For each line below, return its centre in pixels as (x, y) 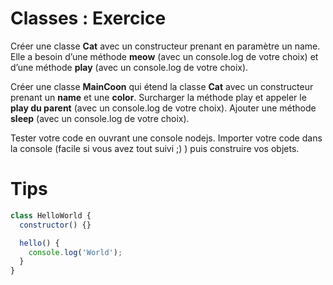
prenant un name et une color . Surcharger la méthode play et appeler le (158, 97)
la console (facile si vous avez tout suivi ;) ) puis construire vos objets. (155, 148)
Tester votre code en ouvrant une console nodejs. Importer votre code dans (166, 138)
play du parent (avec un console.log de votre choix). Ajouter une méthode (163, 108)
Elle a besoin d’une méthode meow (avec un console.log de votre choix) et (164, 56)
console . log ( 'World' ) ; (75, 252)
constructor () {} (55, 225)
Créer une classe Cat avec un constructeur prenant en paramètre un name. (165, 46)
